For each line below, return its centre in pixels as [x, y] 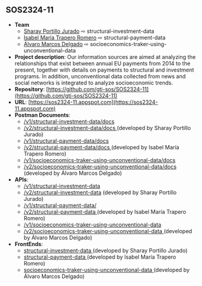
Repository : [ [31, 89]
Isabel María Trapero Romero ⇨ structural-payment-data [94, 37]
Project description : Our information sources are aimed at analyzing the [105, 56]
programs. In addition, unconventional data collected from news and [100, 76]
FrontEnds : [29, 244]
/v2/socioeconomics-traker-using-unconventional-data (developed [108, 231]
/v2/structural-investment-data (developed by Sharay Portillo [100, 192]
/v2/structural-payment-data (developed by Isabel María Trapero [105, 211]
